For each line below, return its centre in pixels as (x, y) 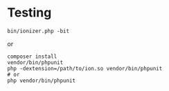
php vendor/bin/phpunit (42, 81)
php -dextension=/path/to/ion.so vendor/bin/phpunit (85, 68)
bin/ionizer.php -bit (38, 31)
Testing (29, 13)
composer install (32, 57)
